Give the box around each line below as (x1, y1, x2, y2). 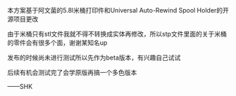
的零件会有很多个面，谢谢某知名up (7, 39, 108, 47)
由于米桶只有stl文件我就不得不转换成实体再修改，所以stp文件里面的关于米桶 (7, 30, 227, 38)
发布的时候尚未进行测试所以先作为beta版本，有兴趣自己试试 (7, 53, 181, 62)
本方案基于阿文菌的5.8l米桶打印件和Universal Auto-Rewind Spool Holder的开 (7, 6, 229, 14)
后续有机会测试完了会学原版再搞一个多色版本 (7, 69, 137, 76)
